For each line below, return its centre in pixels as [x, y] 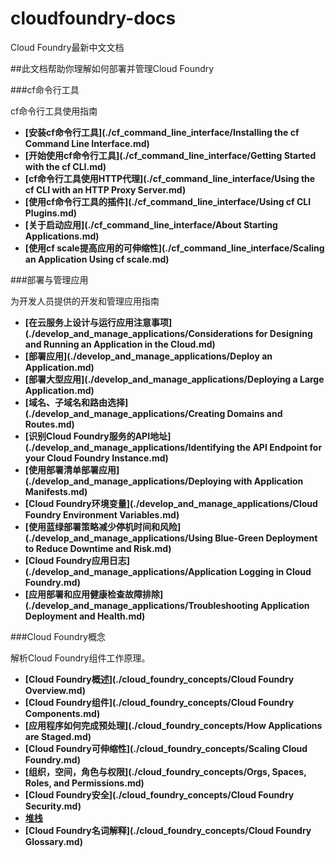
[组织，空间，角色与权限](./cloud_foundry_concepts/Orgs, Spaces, [165, 771]
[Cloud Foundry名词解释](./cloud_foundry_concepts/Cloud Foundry [168, 830]
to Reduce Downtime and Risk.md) [98, 548]
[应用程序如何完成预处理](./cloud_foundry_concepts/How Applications [173, 725]
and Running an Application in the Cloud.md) [120, 344]
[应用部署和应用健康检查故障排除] [94, 594]
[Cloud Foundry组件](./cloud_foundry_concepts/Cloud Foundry [159, 702]
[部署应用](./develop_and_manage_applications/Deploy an [148, 356]
